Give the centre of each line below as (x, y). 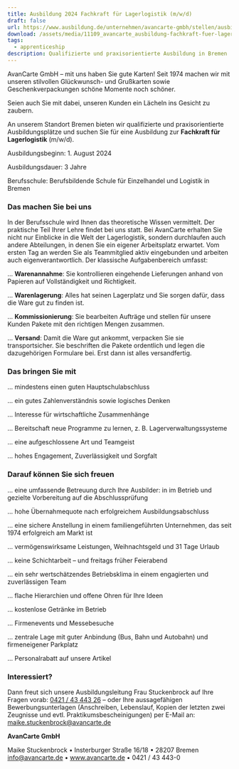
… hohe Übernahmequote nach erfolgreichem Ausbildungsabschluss (108, 511)
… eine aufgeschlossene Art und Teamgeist (71, 442)
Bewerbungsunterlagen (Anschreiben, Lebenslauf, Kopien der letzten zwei (116, 707)
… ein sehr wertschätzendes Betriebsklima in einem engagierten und (108, 574)
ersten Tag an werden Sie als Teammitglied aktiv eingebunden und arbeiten (118, 253)
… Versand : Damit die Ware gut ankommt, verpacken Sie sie (96, 338)
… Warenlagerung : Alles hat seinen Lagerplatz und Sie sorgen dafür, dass (116, 295)
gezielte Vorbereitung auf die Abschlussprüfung (78, 497)
